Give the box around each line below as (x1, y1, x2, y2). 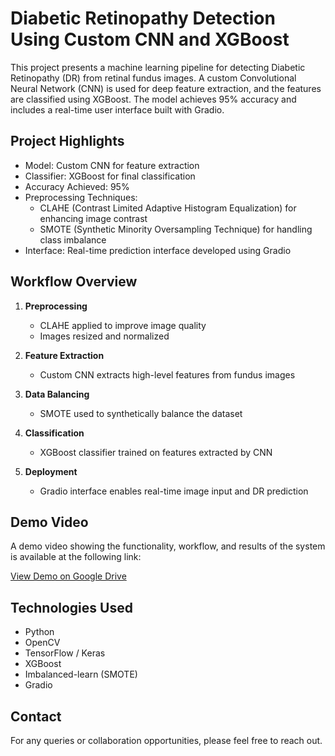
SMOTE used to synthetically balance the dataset (39, 407, 243, 419)
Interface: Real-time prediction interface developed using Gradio (24, 244, 292, 256)
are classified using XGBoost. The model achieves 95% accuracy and (10, 93, 297, 105)
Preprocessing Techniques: (24, 191, 138, 203)
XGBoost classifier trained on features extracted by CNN (39, 446, 273, 458)
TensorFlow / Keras (24, 647, 106, 659)
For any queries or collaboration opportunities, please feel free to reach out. (10, 735, 323, 746)
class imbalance (39, 233, 107, 246)
